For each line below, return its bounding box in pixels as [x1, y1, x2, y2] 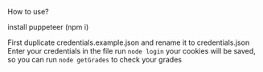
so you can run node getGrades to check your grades [7, 55, 183, 64]
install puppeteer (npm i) [7, 22, 89, 31]
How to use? [7, 7, 49, 16]
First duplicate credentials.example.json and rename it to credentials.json [7, 38, 250, 47]
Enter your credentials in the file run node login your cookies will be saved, [7, 46, 257, 55]
